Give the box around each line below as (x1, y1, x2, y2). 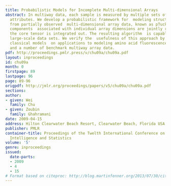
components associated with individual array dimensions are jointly (10, 26, 163, 32)
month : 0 (5, 64, 24, 69)
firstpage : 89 (5, 69, 36, 74)
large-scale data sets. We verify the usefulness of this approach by (10, 36, 165, 41)
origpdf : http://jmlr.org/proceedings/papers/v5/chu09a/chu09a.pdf (5, 83, 152, 88)
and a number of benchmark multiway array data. (10, 45, 115, 50)
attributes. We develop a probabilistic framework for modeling (10, 17, 152, 22)
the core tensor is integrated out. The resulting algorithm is (10, 31, 152, 36)
